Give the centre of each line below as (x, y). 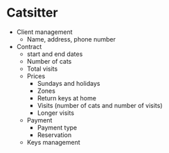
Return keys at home (66, 98)
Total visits (42, 69)
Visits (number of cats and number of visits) (100, 105)
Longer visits (55, 113)
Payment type (57, 127)
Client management (45, 32)
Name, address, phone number (71, 39)
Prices (36, 76)
